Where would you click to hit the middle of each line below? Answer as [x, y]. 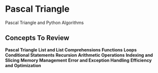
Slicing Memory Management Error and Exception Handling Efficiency [79, 60]
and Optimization [23, 65]
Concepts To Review [37, 38]
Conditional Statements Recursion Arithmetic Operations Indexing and [79, 55]
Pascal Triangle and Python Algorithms [45, 23]
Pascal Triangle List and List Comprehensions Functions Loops [71, 49]
